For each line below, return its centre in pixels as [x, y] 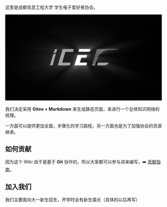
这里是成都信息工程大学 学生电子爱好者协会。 [51, 7]
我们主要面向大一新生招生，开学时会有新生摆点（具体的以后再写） [73, 200]
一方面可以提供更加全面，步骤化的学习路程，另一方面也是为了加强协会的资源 [83, 126]
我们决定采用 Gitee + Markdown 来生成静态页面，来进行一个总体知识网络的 [83, 109]
